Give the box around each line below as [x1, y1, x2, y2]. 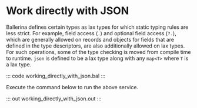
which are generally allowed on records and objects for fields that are [6, 36, 175, 43]
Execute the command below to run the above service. [6, 83, 139, 90]
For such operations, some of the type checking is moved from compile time [6, 48, 191, 55]
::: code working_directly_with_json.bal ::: [6, 72, 106, 79]
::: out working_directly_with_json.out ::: [6, 95, 102, 102]
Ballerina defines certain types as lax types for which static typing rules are [6, 23, 189, 31]
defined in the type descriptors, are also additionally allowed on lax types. [6, 42, 185, 49]
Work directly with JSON [6, 4, 129, 18]
